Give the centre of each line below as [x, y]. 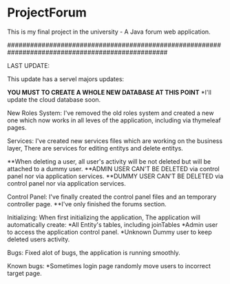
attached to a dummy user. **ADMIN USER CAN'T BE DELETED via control [113, 168]
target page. [25, 273]
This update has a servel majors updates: [66, 79]
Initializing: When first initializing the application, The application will [104, 217]
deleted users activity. [39, 239]
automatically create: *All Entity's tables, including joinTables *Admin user [113, 224]
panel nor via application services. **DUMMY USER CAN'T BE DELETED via [115, 176]
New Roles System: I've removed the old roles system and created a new [111, 113]
